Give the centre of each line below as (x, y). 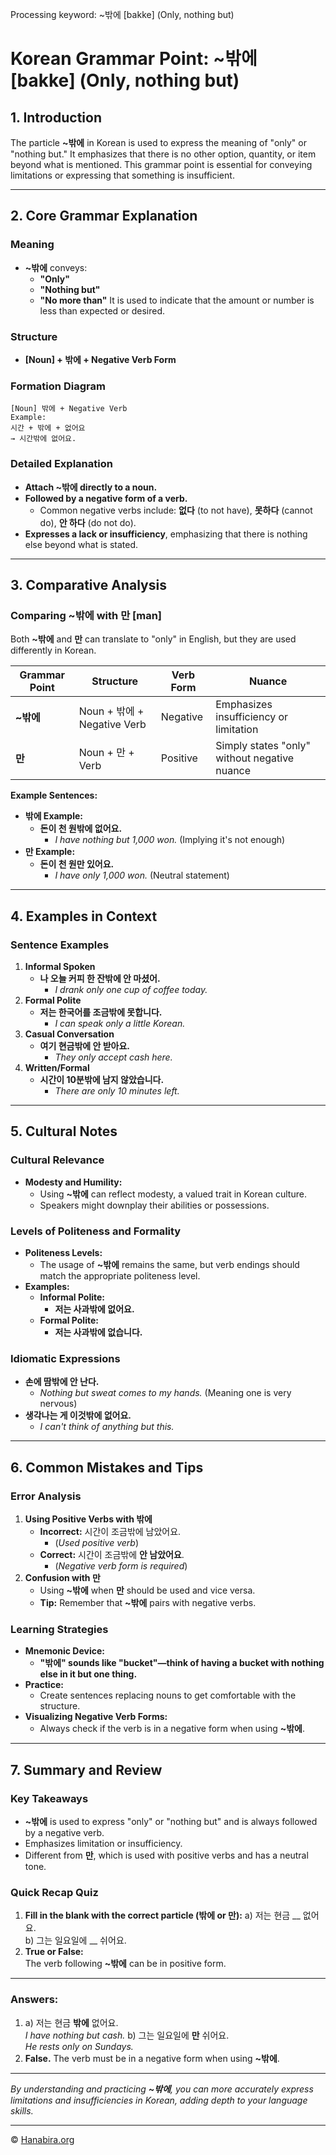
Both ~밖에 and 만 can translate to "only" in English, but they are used (153, 639)
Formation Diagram (58, 386)
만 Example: (50, 852)
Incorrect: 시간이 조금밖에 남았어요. (110, 1531)
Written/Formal (57, 1067)
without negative (255, 758)
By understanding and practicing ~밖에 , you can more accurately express (162, 2089)
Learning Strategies (59, 1629)
